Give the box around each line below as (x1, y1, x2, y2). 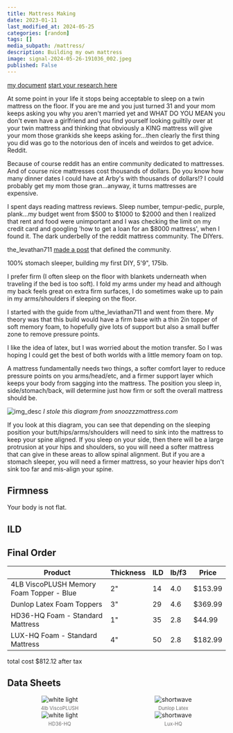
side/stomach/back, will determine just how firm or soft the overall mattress (7, 386, 223, 394)
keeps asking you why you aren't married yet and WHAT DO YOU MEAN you (7, 109, 225, 117)
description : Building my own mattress (7, 49, 123, 56)
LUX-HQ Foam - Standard (10, 630, 97, 640)
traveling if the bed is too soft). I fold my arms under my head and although (7, 279, 221, 288)
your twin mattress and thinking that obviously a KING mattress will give (7, 124, 213, 132)
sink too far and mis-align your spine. (7, 464, 114, 473)
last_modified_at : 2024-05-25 (7, 23, 95, 30)
